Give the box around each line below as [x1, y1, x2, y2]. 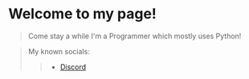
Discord [59, 61, 87, 72]
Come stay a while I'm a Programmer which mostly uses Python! [27, 31, 242, 41]
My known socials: [27, 46, 90, 56]
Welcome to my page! [8, 5, 157, 23]
